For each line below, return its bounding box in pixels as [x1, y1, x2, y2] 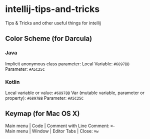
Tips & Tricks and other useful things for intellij [5, 20, 101, 26]
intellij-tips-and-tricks [5, 3, 100, 15]
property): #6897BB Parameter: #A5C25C [5, 95, 84, 101]
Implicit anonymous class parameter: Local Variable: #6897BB [5, 61, 130, 67]
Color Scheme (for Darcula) [5, 34, 92, 43]
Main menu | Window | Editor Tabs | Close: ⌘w [5, 128, 99, 134]
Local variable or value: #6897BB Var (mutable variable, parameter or [5, 90, 145, 96]
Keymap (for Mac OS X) [5, 110, 80, 118]
